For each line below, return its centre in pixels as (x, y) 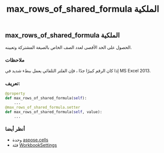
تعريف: (13, 83)
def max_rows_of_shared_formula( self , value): (54, 112)
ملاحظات (15, 60)
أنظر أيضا (15, 129)
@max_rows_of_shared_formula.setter (43, 107)
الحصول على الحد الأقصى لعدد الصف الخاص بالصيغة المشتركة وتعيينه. (68, 47)
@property (15, 94)
